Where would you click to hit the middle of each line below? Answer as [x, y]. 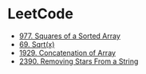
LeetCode [40, 14]
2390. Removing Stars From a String [79, 61]
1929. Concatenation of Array [67, 53]
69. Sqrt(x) [37, 44]
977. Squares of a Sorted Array [70, 36]
